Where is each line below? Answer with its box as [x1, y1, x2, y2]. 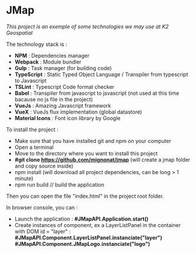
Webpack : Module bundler [14, 58, 82, 65]
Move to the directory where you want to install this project [14, 149, 158, 157]
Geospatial [6, 29, 33, 36]
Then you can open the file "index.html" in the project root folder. [6, 192, 164, 199]
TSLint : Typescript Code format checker [14, 83, 115, 90]
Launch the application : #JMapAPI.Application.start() [14, 215, 149, 222]
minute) [14, 175, 34, 182]
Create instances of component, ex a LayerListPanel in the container [14, 221, 181, 228]
